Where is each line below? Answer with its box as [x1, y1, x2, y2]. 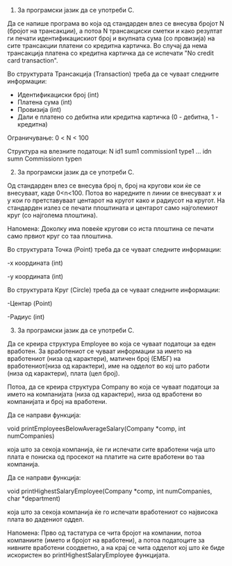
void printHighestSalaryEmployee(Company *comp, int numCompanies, [7, 487, 213, 495]
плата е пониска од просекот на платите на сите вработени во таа [7, 453, 205, 461]
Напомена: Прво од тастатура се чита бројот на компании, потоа [7, 528, 201, 537]
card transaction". [7, 56, 58, 65]
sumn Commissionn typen [7, 154, 82, 163]
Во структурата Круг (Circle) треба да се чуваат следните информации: [7, 286, 220, 294]
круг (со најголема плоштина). [7, 211, 99, 219]
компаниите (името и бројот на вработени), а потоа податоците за [7, 536, 205, 544]
